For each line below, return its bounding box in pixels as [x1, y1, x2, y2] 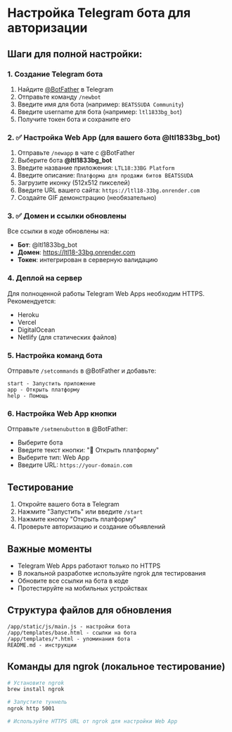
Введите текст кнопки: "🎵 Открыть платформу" [17, 446, 160, 454]
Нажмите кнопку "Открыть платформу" [17, 515, 137, 523]
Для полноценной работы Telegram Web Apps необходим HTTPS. [7, 289, 205, 297]
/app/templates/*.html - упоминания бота [7, 635, 131, 643]
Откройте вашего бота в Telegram [17, 500, 120, 509]
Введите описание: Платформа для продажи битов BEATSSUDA [17, 171, 193, 180]
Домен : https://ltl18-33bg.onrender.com [17, 248, 136, 256]
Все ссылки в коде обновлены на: [7, 227, 110, 235]
